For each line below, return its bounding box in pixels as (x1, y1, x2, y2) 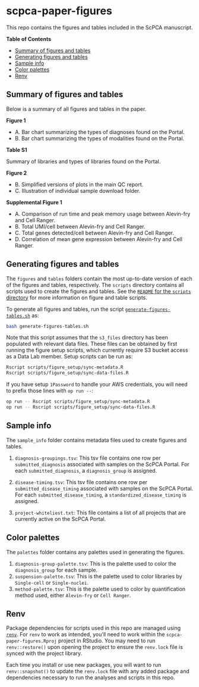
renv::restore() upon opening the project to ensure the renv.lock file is (6, 644, 183, 651)
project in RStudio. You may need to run (58, 637, 156, 644)
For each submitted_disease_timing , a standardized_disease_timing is (14, 491, 187, 498)
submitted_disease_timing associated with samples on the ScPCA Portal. (14, 485, 194, 492)
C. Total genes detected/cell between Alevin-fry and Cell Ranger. (14, 229, 174, 236)
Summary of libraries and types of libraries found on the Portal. (6, 158, 161, 165)
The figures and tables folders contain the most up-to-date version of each (6, 275, 193, 282)
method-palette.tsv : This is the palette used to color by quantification (14, 585, 186, 592)
